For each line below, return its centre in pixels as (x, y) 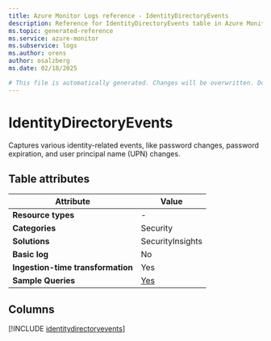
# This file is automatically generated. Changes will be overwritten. (131, 83)
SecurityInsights (172, 241)
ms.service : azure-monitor (54, 38)
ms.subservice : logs (43, 46)
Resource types (44, 215)
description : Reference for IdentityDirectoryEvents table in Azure (126, 23)
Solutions (31, 241)
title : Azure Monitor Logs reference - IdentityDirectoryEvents (119, 16)
